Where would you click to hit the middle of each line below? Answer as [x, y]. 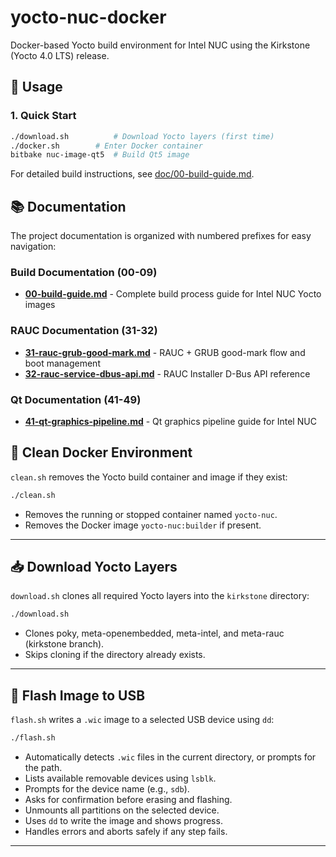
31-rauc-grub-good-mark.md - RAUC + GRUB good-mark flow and [165, 352]
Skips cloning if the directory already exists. [115, 655]
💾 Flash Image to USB [78, 695]
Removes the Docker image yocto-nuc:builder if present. [143, 525]
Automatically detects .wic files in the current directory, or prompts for [170, 757]
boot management [62, 363]
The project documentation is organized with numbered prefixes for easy [161, 236]
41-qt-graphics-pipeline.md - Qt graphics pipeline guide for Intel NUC [170, 421]
